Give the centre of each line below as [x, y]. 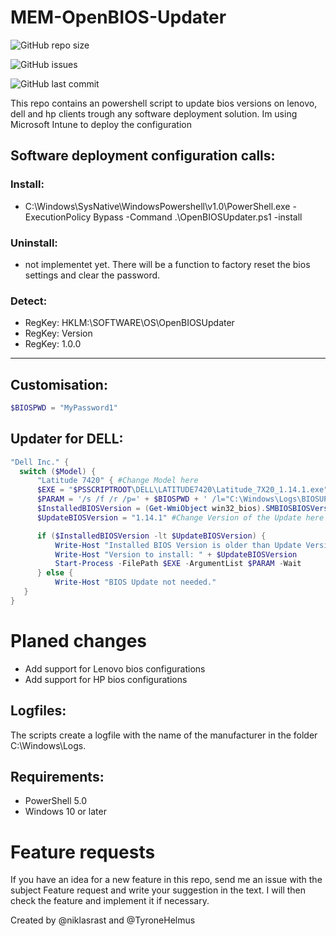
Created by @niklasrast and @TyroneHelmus [103, 920]
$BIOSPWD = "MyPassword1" [64, 408]
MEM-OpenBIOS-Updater [118, 17]
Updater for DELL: [67, 439]
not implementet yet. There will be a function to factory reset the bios [167, 264]
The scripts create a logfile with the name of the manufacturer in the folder [164, 735]
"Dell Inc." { [40, 462]
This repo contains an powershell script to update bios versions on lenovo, [164, 103]
